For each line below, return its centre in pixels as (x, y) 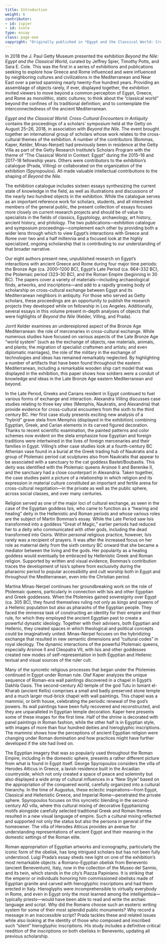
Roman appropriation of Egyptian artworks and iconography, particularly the (83, 846)
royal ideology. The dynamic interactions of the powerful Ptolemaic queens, (82, 644)
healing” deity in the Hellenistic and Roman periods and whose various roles (83, 514)
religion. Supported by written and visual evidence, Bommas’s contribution (81, 561)
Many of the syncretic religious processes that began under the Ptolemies (80, 670)
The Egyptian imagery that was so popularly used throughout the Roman (79, 753)
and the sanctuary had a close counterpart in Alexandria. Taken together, (80, 472)
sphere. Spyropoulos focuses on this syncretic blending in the (68, 800)
